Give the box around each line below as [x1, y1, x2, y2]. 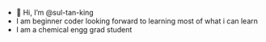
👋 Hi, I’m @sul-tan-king [15, 8, 95, 17]
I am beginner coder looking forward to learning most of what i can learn [15, 16, 259, 26]
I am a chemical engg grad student [15, 25, 133, 34]
